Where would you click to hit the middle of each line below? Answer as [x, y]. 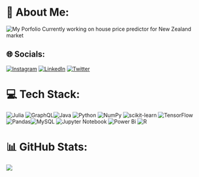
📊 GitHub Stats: [47, 147]
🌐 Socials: [26, 54]
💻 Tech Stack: [43, 94]
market [15, 35]
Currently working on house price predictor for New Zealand [117, 29]
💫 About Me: [38, 12]
